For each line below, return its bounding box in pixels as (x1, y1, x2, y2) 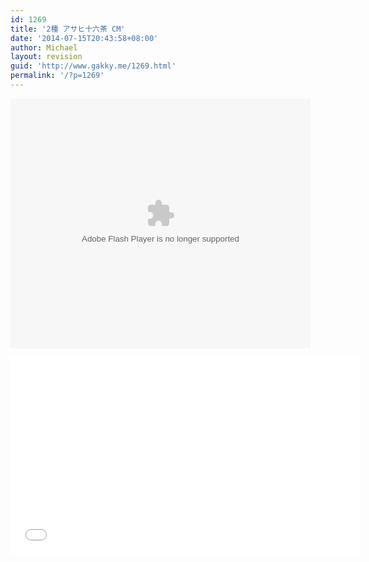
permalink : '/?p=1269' (10, 71, 105, 81)
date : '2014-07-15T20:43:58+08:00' (10, 33, 159, 43)
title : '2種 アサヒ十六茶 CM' (10, 24, 126, 34)
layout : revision (10, 52, 83, 62)
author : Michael (10, 42, 78, 53)
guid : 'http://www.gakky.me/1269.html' (10, 61, 177, 71)
